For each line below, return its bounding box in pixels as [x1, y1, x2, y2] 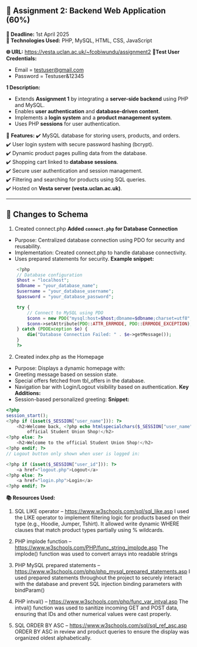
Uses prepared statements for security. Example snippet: [14, 255, 154, 262]
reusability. [14, 242, 42, 250]
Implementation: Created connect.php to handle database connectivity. [14, 249, 187, 256]
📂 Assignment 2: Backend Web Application [6, 6, 166, 16]
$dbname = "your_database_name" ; [16, 283, 98, 289]
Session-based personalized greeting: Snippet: [14, 396, 130, 403]
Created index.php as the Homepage [14, 353, 104, 360]
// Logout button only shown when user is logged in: [6, 450, 141, 457]
